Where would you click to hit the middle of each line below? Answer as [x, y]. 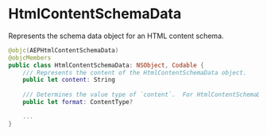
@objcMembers [30, 58]
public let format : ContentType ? [78, 102]
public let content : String [69, 80]
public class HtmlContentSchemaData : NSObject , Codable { [106, 65]
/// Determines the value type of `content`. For [108, 95]
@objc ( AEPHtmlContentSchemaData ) [64, 50]
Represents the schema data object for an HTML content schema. [116, 36]
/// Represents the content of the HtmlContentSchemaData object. [135, 72]
